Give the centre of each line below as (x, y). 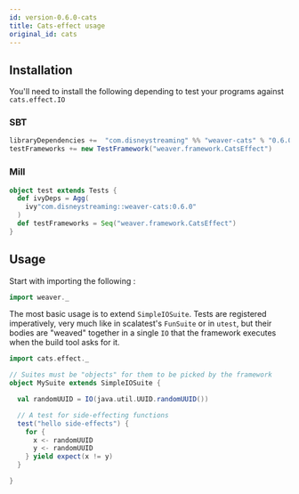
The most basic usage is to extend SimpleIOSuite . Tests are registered (138, 314)
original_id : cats (43, 34)
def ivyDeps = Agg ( (53, 198)
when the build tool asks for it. (65, 343)
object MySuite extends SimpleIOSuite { (85, 384)
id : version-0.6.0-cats (53, 17)
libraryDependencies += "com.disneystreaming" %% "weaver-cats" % (137, 141)
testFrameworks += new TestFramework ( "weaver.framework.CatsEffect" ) (141, 149)
